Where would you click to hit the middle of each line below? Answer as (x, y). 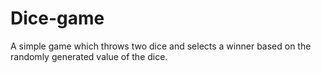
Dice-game (57, 18)
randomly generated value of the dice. (89, 56)
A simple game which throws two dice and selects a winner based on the (161, 46)
